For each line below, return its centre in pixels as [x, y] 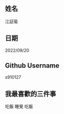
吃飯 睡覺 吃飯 [19, 107]
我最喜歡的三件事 [31, 94]
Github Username [32, 66]
